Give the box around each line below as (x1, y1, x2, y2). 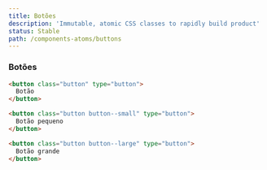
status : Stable (8, 27, 60, 35)
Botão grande (15, 147, 60, 155)
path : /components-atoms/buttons (8, 34, 122, 43)
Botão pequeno (15, 117, 63, 126)
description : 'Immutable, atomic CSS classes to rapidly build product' (8, 20, 260, 28)
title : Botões (8, 11, 57, 20)
